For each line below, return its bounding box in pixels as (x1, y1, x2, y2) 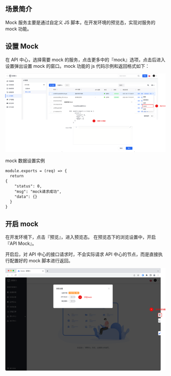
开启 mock (5, 220, 39, 228)
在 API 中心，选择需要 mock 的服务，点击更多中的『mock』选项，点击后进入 (5, 57, 165, 63)
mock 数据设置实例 (5, 157, 45, 164)
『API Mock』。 (5, 240, 37, 247)
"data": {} (14, 194, 38, 200)
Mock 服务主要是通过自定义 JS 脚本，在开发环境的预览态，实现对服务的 (5, 19, 156, 25)
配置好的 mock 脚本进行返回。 (9, 258, 73, 264)
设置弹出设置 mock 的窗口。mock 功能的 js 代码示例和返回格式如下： (5, 63, 150, 69)
